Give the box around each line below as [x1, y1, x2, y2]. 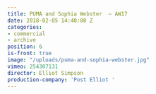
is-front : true [7, 50, 52, 57]
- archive [7, 37, 37, 44]
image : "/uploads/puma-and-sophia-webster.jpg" [7, 57, 150, 64]
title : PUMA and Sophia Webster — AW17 [7, 10, 128, 18]
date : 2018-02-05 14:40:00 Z [7, 17, 93, 24]
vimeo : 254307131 [7, 63, 59, 70]
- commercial [7, 30, 46, 37]
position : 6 [7, 43, 42, 50]
